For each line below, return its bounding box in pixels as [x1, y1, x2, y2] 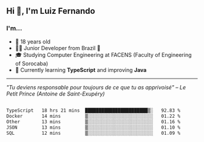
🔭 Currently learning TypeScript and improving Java [15, 66, 147, 73]
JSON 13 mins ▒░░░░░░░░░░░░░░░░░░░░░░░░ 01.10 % [6, 124, 181, 131]
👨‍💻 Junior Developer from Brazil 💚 [15, 44, 101, 51]
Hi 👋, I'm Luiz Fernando [6, 6, 95, 16]
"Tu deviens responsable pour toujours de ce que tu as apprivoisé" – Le [6, 83, 186, 91]
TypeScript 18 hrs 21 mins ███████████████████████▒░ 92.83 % [6, 108, 181, 114]
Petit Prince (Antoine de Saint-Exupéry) [6, 90, 105, 97]
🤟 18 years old [15, 37, 50, 45]
